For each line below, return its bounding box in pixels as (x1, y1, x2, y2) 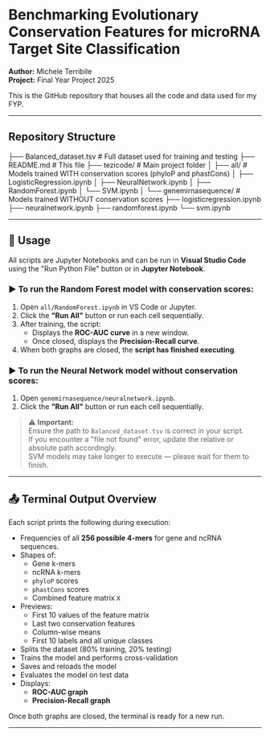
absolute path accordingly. (27, 443, 117, 453)
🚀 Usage (8, 234, 51, 247)
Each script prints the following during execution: (8, 517, 171, 527)
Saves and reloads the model (19, 661, 117, 671)
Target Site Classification (8, 40, 181, 58)
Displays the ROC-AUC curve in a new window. (31, 328, 190, 337)
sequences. (19, 541, 59, 551)
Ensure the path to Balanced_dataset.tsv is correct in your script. (27, 426, 244, 436)
